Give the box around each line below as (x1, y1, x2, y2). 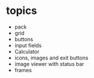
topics (6, 4, 37, 17)
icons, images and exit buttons (14, 54, 89, 61)
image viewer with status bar (14, 60, 85, 68)
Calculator (14, 48, 40, 55)
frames (14, 66, 32, 73)
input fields (14, 42, 42, 49)
